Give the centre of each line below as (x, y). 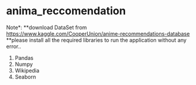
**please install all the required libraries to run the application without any (96, 40)
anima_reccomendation (66, 11)
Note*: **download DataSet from (47, 27)
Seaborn (25, 77)
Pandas (24, 58)
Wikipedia (27, 70)
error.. (14, 46)
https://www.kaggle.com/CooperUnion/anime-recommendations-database (98, 33)
